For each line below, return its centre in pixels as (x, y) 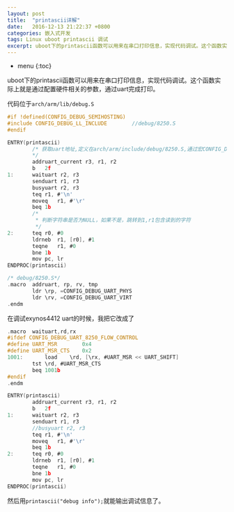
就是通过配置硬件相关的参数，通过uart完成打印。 (89, 89)
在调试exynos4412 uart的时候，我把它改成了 (71, 318)
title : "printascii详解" (44, 20)
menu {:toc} (34, 66)
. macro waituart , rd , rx (42, 332)
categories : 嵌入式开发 (39, 33)
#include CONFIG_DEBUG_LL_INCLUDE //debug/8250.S (92, 123)
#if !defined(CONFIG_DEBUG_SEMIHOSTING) (67, 117)
